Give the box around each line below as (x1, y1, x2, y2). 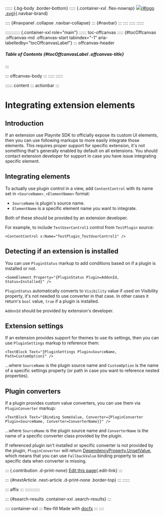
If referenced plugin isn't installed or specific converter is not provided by (5, 442, 153, 448)
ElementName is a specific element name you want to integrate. (12, 205, 137, 211)
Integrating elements (5, 172, 70, 181)
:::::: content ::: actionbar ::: (5, 82, 60, 88)
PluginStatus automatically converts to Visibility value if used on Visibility (5, 287, 158, 294)
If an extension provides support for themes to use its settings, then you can (5, 335, 159, 341)
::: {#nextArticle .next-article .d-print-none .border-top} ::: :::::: (5, 477, 130, 483)
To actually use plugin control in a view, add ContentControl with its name (5, 185, 153, 191)
